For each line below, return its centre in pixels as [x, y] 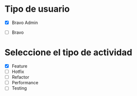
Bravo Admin [25, 23]
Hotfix [18, 72]
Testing [19, 88]
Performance [25, 83]
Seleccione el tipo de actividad [68, 53]
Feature [19, 66]
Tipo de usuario [37, 9]
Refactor [20, 77]
